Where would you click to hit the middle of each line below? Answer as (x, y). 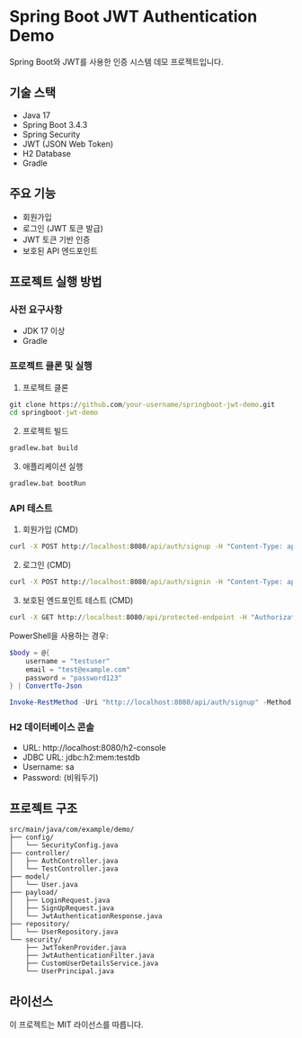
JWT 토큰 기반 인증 (56, 239)
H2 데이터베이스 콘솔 (52, 727)
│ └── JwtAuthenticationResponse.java (86, 916)
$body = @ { (30, 653)
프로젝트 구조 (44, 808)
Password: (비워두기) (60, 777)
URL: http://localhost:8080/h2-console (94, 747)
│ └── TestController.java (64, 869)
